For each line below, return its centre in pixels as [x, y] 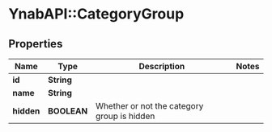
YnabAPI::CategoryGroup [96, 14]
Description [162, 66]
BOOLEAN [68, 111]
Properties [36, 44]
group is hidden [125, 116]
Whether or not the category [150, 106]
